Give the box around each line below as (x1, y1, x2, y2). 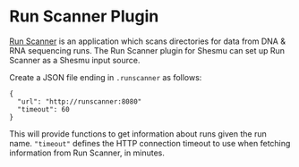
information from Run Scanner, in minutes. (9, 147, 166, 158)
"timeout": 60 (17, 104, 70, 113)
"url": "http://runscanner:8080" (17, 96, 142, 106)
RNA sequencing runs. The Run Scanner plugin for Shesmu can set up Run (9, 45, 285, 55)
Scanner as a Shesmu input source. (9, 54, 141, 65)
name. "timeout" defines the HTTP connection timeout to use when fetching (9, 138, 291, 148)
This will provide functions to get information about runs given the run (9, 128, 267, 139)
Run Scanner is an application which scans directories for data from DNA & (9, 36, 286, 46)
